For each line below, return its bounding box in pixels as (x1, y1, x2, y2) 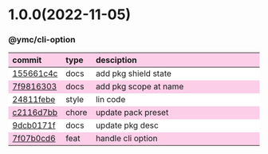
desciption (95, 54, 137, 65)
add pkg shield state (95, 68, 171, 79)
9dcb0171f (12, 120, 56, 131)
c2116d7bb (12, 107, 58, 118)
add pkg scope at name (95, 81, 184, 93)
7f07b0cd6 (12, 133, 56, 144)
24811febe (12, 94, 56, 105)
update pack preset (95, 107, 169, 118)
